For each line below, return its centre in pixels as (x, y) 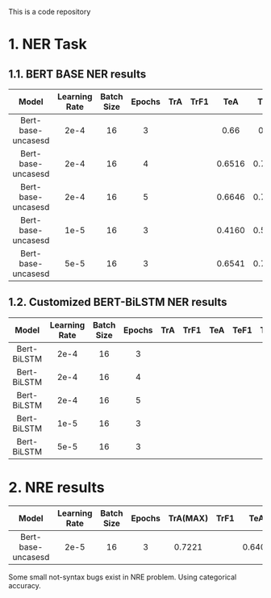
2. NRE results (56, 487)
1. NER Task (48, 44)
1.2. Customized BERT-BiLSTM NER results (118, 302)
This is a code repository (50, 12)
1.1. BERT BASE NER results (77, 74)
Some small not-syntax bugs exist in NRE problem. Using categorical (123, 577)
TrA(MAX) (188, 518)
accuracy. (25, 585)
